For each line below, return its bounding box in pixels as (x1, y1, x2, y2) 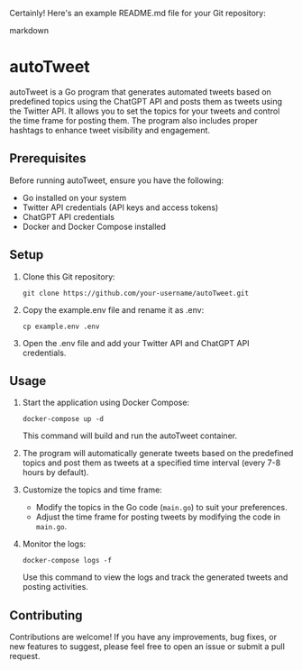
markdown (9, 25, 50, 35)
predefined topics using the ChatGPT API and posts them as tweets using (9, 96, 282, 106)
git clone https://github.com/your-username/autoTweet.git (22, 289, 250, 298)
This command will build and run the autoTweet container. (22, 430, 237, 441)
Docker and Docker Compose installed (22, 221, 167, 232)
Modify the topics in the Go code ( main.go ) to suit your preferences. (35, 502, 288, 513)
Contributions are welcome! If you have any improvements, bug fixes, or (9, 631, 278, 643)
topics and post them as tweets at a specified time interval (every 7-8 (22, 457, 281, 468)
